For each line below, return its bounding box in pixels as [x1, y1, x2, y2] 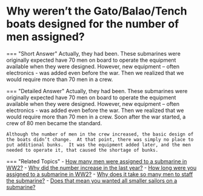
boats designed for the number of [6, 17, 179, 31]
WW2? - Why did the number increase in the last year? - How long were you [6, 164, 197, 171]
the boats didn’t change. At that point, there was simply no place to [6, 136, 194, 143]
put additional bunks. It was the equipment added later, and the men [6, 142, 191, 148]
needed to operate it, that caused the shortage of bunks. [6, 147, 159, 153]
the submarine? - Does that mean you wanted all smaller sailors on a [6, 177, 178, 184]
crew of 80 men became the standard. [6, 119, 102, 126]
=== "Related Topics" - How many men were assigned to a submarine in [6, 157, 187, 165]
